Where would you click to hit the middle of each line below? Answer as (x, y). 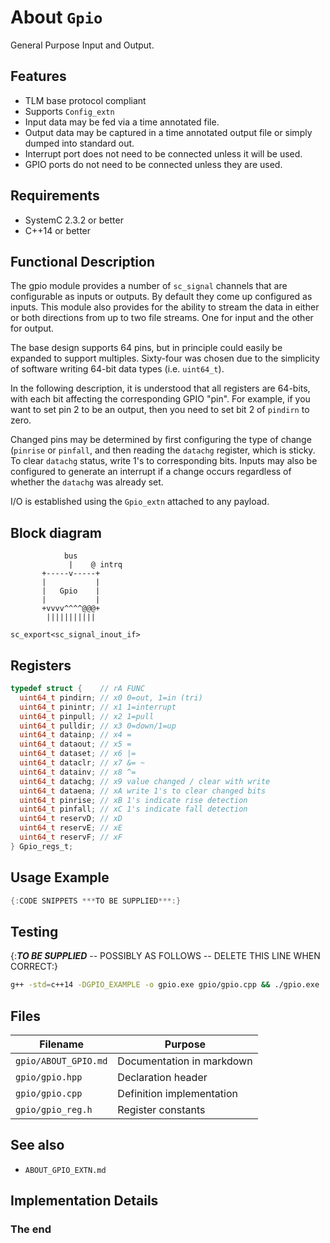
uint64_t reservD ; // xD (71, 819)
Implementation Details (84, 1201)
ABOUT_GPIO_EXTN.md (65, 1170)
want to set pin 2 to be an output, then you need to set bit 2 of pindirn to (160, 410)
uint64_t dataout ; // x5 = (75, 744)
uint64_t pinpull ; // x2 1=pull (87, 716)
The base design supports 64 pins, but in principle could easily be (146, 348)
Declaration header (162, 1077)
